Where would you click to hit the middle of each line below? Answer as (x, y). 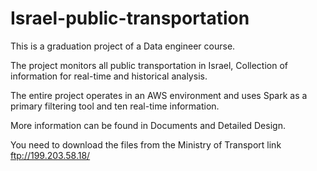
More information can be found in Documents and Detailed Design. (148, 125)
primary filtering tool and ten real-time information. (115, 106)
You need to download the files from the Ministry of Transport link (146, 144)
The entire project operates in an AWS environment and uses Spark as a (159, 95)
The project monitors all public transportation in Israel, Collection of (149, 65)
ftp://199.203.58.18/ (50, 155)
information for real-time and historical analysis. (109, 76)
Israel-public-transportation (130, 18)
